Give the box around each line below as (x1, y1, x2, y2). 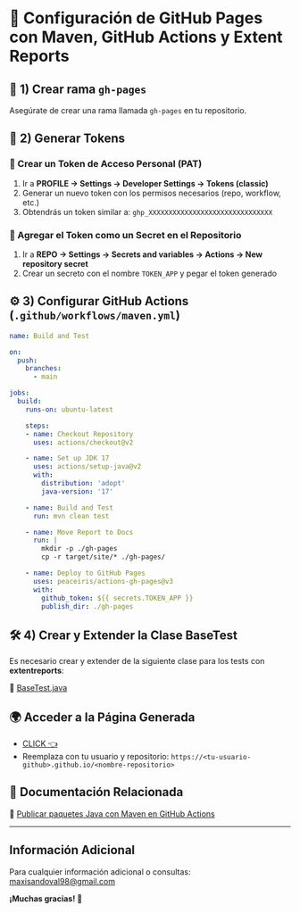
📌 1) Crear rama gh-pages (9, 81, 147, 96)
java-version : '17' (41, 486, 114, 496)
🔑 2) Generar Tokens (9, 131, 126, 146)
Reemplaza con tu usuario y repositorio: (21, 751, 170, 762)
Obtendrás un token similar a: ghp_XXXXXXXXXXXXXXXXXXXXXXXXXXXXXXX (21, 206, 273, 217)
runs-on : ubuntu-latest (25, 405, 114, 414)
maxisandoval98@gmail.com (9, 876, 116, 886)
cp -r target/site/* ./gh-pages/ (41, 552, 166, 561)
